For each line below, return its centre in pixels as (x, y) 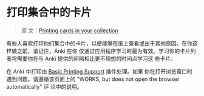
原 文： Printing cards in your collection (70, 30)
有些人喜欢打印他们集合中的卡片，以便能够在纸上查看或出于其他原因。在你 (99, 43)
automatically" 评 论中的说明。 (45, 86)
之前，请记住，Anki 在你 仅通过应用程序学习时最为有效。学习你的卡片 (104, 51)
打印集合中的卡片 (49, 12)
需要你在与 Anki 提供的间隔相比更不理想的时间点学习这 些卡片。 (96, 58)
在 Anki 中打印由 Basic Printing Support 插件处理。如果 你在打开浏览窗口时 (100, 71)
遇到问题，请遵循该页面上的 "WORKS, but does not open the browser (93, 79)
